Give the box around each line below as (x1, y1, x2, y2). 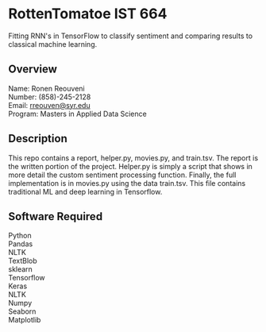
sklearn (8, 264, 33, 274)
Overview (8, 63, 58, 76)
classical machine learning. (8, 39, 98, 48)
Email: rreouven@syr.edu (8, 100, 91, 110)
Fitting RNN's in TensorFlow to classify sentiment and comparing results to (8, 31, 253, 41)
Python (8, 231, 32, 241)
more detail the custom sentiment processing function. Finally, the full (8, 170, 237, 180)
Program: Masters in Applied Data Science (8, 109, 147, 118)
